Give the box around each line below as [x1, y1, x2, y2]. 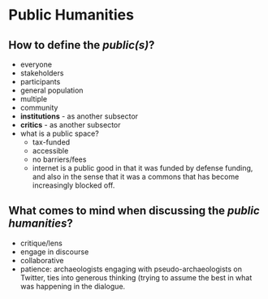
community [19, 103, 58, 112]
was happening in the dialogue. [19, 281, 126, 291]
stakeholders [19, 68, 64, 78]
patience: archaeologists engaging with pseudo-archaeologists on [19, 264, 242, 274]
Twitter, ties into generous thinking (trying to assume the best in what [19, 272, 253, 282]
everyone [19, 59, 53, 69]
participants [19, 77, 61, 86]
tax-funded [32, 137, 71, 147]
